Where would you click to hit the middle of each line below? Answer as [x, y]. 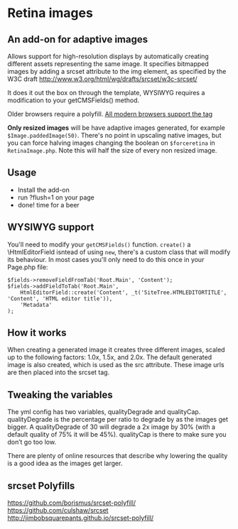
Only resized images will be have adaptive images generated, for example [116, 128]
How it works [37, 333]
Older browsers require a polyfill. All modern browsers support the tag [110, 114]
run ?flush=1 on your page [56, 197]
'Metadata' [36, 305]
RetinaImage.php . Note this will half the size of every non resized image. [112, 150]
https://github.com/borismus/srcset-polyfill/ [72, 503]
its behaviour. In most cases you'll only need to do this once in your [106, 259]
